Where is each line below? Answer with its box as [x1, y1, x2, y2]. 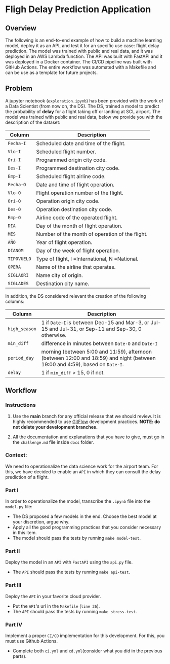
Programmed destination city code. [36, 164, 120, 171]
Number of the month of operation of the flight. [36, 230, 148, 237]
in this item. [12, 530, 37, 536]
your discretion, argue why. [12, 519, 70, 525]
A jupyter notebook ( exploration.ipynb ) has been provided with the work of [5, 97, 163, 103]
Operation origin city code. [36, 197, 100, 204]
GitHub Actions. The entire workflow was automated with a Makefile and [5, 64, 156, 70]
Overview [5, 24, 37, 32]
